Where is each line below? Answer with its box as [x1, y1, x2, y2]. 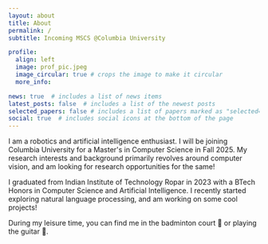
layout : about [8, 11, 56, 20]
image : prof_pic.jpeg [15, 63, 88, 72]
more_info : [15, 77, 52, 86]
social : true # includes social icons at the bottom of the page [8, 115, 234, 123]
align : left [15, 56, 56, 64]
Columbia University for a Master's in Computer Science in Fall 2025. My [8, 145, 247, 155]
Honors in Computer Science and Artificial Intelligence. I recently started [8, 186, 246, 195]
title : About [8, 19, 52, 27]
